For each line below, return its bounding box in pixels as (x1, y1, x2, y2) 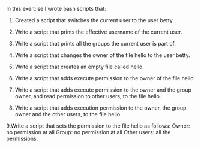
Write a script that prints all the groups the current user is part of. (14, 40, 176, 47)
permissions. (6, 135, 38, 142)
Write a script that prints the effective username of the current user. (14, 28, 182, 35)
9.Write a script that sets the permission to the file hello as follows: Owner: (6, 122, 190, 129)
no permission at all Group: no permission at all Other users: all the (6, 129, 171, 135)
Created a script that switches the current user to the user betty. (14, 17, 175, 23)
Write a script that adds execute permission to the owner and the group (14, 86, 192, 93)
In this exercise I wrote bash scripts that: (6, 5, 106, 12)
